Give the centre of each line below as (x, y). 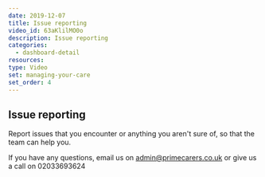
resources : (26, 61)
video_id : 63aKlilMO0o (46, 30)
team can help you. (40, 142)
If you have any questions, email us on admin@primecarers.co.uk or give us (132, 158)
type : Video (28, 68)
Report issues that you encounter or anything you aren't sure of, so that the (131, 134)
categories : (28, 45)
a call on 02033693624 (47, 166)
